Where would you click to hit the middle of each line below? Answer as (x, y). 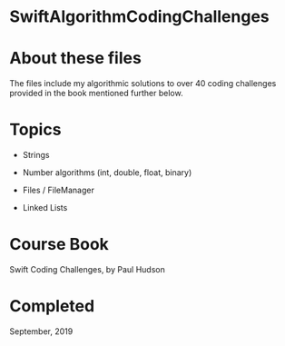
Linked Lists (45, 208)
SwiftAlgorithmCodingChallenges (139, 17)
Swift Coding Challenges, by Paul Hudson (87, 269)
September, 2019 (41, 331)
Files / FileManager (59, 190)
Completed (52, 306)
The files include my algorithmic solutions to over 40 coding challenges (143, 84)
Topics (35, 130)
